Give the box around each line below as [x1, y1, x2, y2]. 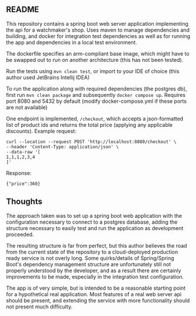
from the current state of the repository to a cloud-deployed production [6, 248, 178, 255]
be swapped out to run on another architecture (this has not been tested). [6, 56, 184, 63]
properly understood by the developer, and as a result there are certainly [6, 267, 181, 274]
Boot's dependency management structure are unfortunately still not [6, 261, 171, 268]
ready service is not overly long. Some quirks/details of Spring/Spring [6, 254, 174, 262]
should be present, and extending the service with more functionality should [6, 297, 190, 304]
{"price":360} [6, 180, 41, 186]
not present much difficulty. [6, 303, 73, 310]
